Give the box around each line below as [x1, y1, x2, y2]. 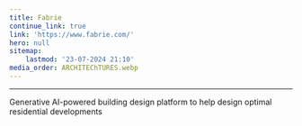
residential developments [9, 105, 103, 117]
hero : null [9, 38, 50, 48]
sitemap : [9, 47, 42, 56]
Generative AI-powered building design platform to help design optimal [9, 96, 272, 107]
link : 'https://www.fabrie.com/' [9, 30, 135, 39]
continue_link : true [9, 22, 87, 31]
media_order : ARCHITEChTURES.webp [9, 64, 139, 73]
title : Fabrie [9, 13, 63, 22]
